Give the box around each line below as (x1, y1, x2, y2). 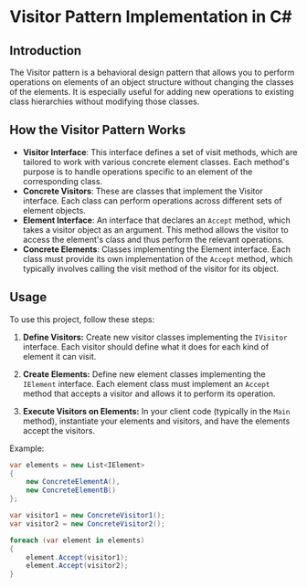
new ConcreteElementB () (26, 486, 117, 495)
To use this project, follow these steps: (9, 313, 155, 325)
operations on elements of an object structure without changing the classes (9, 77, 294, 88)
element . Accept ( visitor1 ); (26, 552, 129, 562)
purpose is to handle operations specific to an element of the (22, 166, 253, 177)
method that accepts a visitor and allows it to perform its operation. (22, 388, 276, 399)
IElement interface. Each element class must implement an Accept (22, 378, 270, 389)
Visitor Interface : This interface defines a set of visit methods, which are (22, 146, 298, 157)
